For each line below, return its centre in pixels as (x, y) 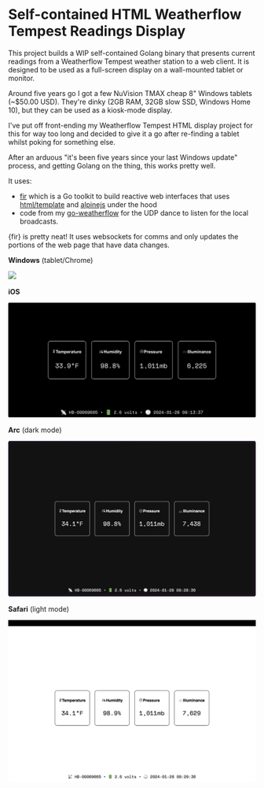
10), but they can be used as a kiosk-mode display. (90, 110)
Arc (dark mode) (35, 430)
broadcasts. (39, 221)
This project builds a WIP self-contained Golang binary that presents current (132, 53)
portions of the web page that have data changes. (89, 245)
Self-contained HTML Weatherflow (125, 15)
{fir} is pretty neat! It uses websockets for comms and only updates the (123, 236)
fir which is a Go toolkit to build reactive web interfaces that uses (125, 196)
